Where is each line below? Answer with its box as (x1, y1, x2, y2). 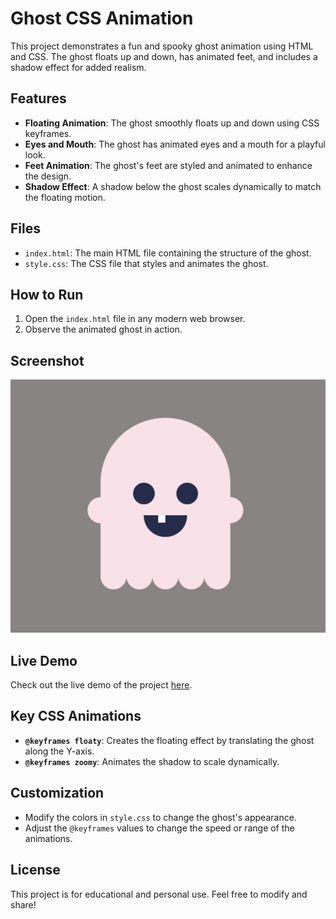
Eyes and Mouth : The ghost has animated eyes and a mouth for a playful (24, 138, 326, 150)
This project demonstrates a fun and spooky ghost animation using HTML (10, 40, 314, 52)
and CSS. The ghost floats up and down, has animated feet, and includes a (10, 50, 318, 62)
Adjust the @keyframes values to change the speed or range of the (24, 822, 295, 834)
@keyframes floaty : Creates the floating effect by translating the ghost (24, 734, 315, 746)
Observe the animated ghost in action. (24, 323, 183, 336)
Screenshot (10, 352, 85, 369)
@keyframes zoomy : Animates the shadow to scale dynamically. (24, 755, 280, 767)
